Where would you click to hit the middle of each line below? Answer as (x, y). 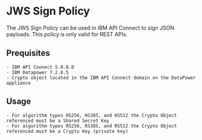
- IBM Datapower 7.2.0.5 (37, 72)
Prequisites (28, 53)
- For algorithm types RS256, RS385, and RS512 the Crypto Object (92, 126)
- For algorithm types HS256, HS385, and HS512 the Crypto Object (92, 115)
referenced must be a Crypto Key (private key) (67, 131)
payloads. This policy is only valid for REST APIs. (67, 34)
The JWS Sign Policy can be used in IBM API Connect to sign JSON (90, 28)
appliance (19, 83)
